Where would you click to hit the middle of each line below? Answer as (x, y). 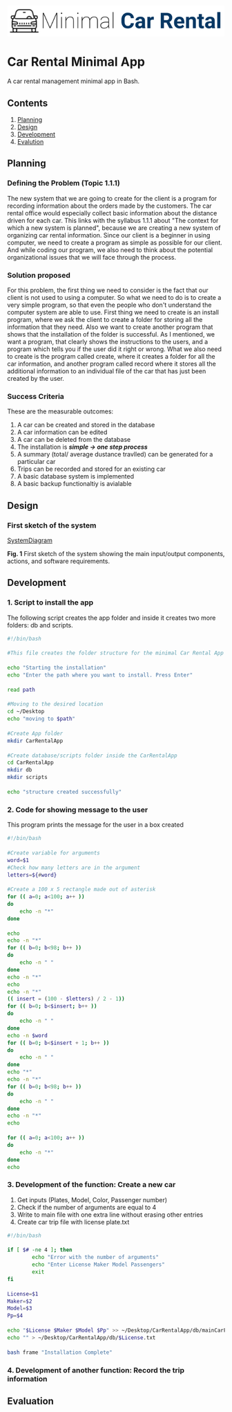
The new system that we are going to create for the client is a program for (112, 198)
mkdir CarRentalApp (35, 741)
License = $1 (23, 1294)
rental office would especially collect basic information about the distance (112, 213)
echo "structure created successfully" (65, 792)
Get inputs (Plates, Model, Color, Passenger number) (92, 1199)
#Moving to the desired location (55, 704)
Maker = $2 (20, 1301)
